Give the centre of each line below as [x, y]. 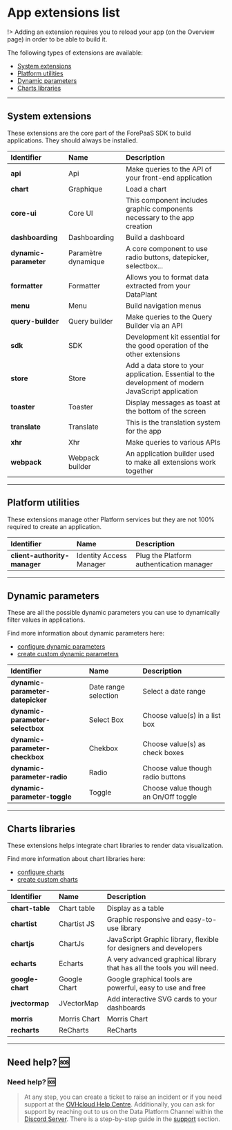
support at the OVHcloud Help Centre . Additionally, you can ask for [119, 1104]
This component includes [167, 200]
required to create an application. [55, 526]
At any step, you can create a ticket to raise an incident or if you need [123, 1097]
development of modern [165, 382]
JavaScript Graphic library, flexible [163, 940]
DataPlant [141, 294]
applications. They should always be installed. [72, 140]
